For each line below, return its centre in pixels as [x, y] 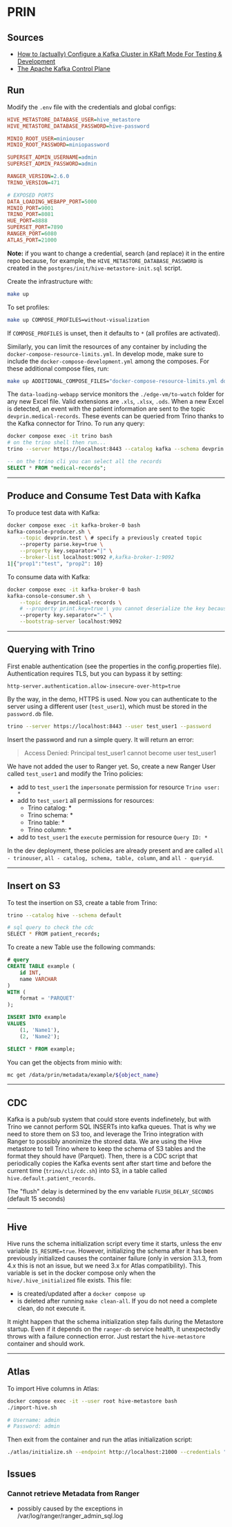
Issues [22, 1473]
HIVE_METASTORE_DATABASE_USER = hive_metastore [74, 119]
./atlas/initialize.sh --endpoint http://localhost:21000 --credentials [114, 1452]
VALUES [17, 1024]
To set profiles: [28, 307]
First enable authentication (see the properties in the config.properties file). [114, 666]
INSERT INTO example [37, 1018]
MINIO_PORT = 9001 [30, 208]
